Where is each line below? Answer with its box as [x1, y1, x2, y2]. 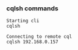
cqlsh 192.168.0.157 [6, 39, 59, 45]
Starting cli [6, 18, 40, 24]
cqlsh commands [6, 4, 59, 13]
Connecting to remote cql [6, 34, 72, 40]
